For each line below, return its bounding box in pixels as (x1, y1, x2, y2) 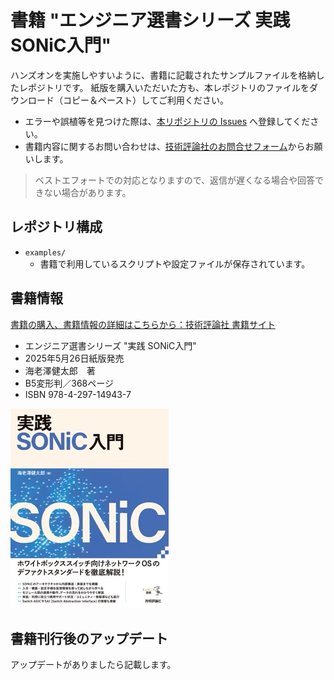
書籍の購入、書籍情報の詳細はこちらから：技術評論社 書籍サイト (10, 318, 276, 330)
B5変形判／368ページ (24, 377, 114, 389)
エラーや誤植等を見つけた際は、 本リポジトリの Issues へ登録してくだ (24, 115, 311, 127)
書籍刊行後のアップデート (10, 630, 168, 647)
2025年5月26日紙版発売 (24, 352, 125, 364)
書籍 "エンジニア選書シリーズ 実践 (10, 9, 291, 32)
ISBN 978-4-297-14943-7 (24, 388, 132, 400)
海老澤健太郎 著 (24, 364, 96, 376)
